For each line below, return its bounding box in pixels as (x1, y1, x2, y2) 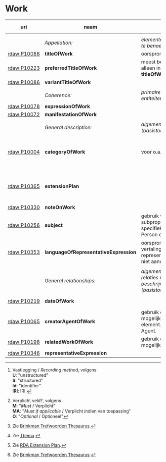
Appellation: (44, 39, 73, 46)
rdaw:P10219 (7, 298, 41, 305)
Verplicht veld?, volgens (12, 398, 62, 404)
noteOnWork (44, 204, 76, 210)
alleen (141, 64, 156, 71)
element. (141, 321, 162, 328)
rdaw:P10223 (7, 64, 41, 71)
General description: (44, 124, 92, 131)
